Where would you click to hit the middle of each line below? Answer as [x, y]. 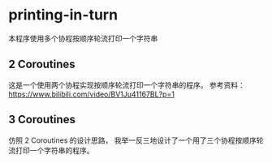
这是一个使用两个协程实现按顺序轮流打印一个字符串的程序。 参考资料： [127, 85]
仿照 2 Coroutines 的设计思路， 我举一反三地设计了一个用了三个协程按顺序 [133, 140]
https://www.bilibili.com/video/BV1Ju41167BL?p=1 [91, 94]
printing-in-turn [63, 15]
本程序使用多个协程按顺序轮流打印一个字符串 [83, 38]
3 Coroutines [42, 120]
